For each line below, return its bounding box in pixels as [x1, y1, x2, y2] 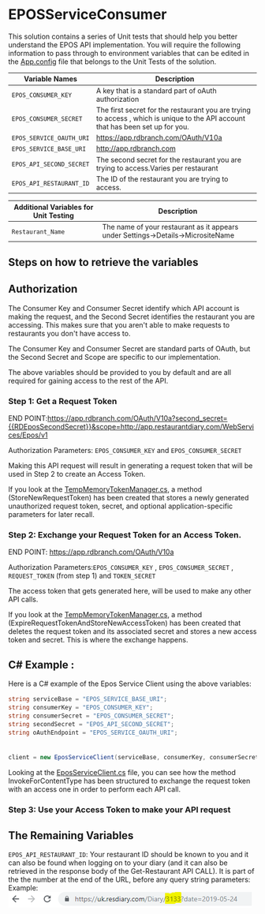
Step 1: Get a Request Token [8, 395, 118, 406]
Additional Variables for [13, 202, 94, 212]
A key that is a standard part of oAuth [95, 85, 217, 96]
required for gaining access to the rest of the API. [8, 376, 169, 385]
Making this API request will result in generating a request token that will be [8, 461, 253, 470]
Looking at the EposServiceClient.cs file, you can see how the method [8, 768, 237, 777]
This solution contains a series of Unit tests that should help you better [8, 32, 238, 41]
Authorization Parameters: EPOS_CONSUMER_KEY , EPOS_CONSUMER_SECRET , [8, 563, 234, 572]
